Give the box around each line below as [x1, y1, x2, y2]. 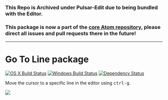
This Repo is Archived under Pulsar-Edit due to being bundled [5, 4, 158, 11]
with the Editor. [5, 10, 43, 17]
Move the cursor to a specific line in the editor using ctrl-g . [5, 80, 131, 86]
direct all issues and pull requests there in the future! [5, 29, 136, 36]
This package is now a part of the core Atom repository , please [5, 23, 161, 30]
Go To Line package [5, 54, 89, 65]
